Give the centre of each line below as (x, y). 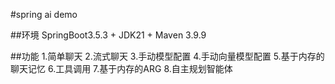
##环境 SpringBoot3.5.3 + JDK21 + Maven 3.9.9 (108, 35)
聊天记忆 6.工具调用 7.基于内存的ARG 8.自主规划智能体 (121, 68)
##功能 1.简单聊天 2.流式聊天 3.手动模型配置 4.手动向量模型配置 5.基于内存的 (167, 56)
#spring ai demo (44, 14)
